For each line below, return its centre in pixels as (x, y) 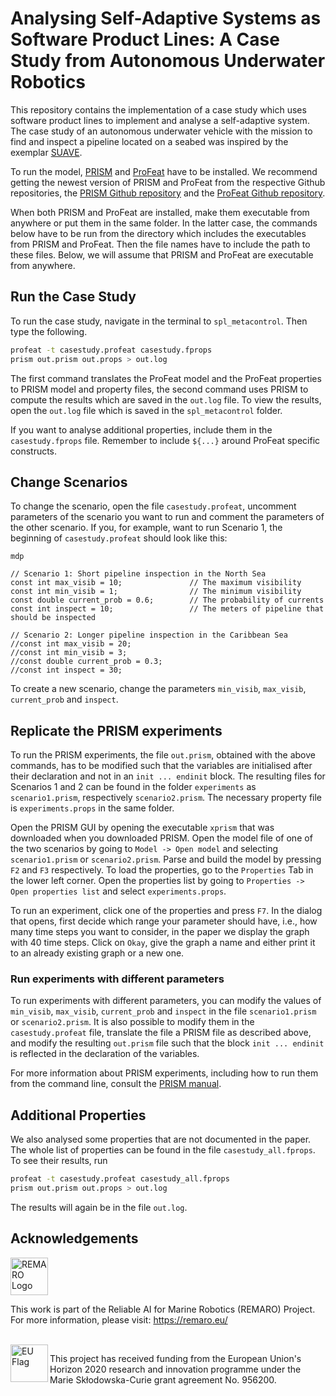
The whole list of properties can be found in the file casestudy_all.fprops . (163, 1150)
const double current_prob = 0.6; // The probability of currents (167, 600)
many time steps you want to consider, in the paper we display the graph (160, 932)
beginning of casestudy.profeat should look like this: (119, 538)
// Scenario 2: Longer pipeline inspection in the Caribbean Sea (149, 635)
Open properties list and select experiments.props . (118, 891)
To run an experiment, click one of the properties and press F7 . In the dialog (166, 911)
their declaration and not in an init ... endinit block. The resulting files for (168, 776)
